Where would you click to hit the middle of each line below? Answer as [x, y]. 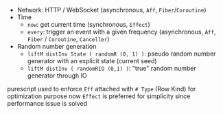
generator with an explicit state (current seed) [92, 61]
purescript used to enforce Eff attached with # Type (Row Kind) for [102, 89]
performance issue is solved [47, 103]
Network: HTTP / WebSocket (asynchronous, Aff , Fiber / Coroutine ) [111, 10]
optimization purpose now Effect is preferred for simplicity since [99, 96]
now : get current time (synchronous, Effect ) [89, 24]
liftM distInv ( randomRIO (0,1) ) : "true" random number [112, 68]
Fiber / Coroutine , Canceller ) [68, 39]
